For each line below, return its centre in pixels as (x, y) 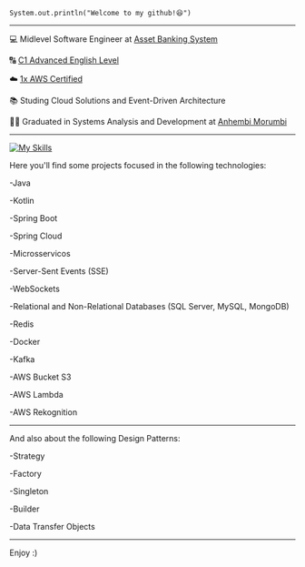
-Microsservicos (40, 253)
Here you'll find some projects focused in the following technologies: (138, 165)
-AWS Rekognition (44, 412)
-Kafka (22, 359)
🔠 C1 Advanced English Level (64, 60)
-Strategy (27, 456)
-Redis (22, 324)
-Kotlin (22, 201)
